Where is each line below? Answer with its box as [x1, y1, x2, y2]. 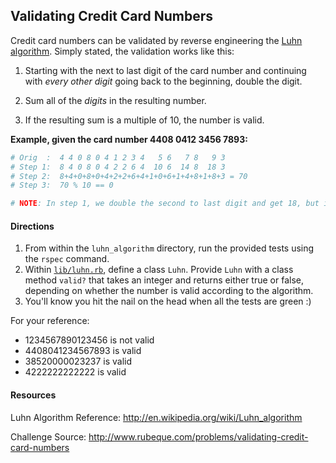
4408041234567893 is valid [24, 345, 142, 357]
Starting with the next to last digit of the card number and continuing [24, 64, 307, 76]
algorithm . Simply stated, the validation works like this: [10, 45, 235, 57]
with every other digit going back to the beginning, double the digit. [24, 75, 303, 87]
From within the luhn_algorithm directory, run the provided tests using [24, 242, 315, 254]
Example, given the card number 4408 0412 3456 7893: [10, 133, 248, 145]
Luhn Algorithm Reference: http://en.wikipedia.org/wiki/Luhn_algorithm [10, 411, 303, 423]
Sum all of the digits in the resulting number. [24, 94, 207, 106]
